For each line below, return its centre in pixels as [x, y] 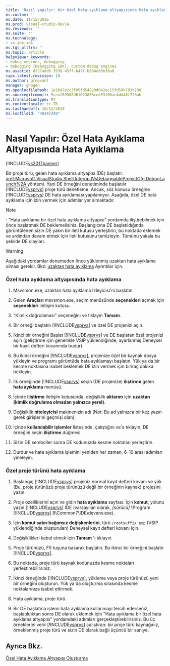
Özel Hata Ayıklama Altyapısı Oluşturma [47, 658]
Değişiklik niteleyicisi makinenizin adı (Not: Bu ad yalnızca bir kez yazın [87, 412]
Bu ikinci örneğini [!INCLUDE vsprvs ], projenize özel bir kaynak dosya [85, 356]
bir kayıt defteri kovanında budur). [48, 346]
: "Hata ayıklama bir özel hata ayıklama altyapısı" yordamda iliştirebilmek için [85, 220]
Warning [14, 251]
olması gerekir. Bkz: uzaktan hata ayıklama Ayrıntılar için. [65, 266]
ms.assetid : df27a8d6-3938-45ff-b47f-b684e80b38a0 [60, 71]
